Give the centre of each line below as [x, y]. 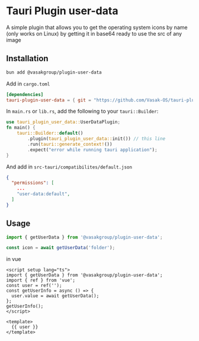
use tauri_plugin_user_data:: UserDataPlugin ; [63, 122]
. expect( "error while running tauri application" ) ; [93, 149]
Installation [27, 58]
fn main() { [21, 128]
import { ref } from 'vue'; [41, 281]
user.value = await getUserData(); [55, 296]
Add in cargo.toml [28, 84]
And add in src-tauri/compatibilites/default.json [69, 167]
